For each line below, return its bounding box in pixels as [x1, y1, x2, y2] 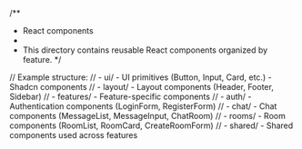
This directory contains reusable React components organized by [22, 45, 268, 55]
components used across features [9, 130, 138, 140]
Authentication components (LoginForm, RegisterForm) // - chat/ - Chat [9, 101, 277, 112]
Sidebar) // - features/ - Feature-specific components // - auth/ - [9, 91, 252, 102]
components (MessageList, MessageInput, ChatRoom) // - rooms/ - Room [9, 111, 287, 121]
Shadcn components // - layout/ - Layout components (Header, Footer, [9, 82, 275, 92]
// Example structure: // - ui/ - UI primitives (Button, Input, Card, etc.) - [9, 72, 272, 83]
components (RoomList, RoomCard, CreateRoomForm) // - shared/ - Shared [9, 120, 294, 131]
